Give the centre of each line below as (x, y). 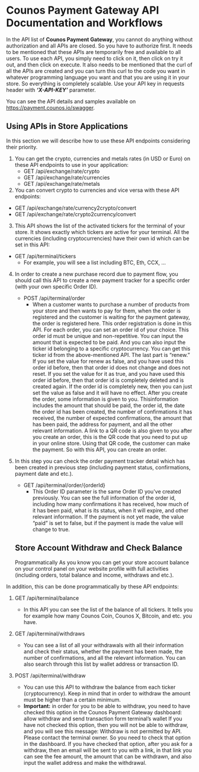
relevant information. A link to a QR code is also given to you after (112, 431)
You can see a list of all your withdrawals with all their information (103, 645)
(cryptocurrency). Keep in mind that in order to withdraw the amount (107, 693)
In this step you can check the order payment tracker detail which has (100, 461)
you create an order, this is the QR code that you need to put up (110, 436)
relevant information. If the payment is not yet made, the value (108, 517)
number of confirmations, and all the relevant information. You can (105, 657)
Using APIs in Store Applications (67, 126)
